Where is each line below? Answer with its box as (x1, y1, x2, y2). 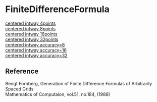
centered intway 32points (5, 36, 59, 42)
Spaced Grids (5, 86, 34, 92)
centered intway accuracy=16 (5, 47, 67, 53)
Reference (5, 67, 39, 76)
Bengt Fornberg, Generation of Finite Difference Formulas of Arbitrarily (5, 80, 152, 86)
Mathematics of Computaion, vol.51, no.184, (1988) (5, 91, 111, 97)
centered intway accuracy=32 (5, 52, 68, 59)
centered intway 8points (5, 25, 56, 31)
